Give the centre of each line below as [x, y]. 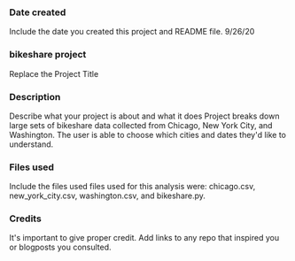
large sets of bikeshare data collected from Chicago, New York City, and [141, 125]
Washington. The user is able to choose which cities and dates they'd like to [147, 134]
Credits [25, 219]
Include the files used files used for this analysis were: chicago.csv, [132, 187]
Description [35, 96]
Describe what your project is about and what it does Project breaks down [144, 116]
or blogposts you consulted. [61, 247]
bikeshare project [48, 55]
